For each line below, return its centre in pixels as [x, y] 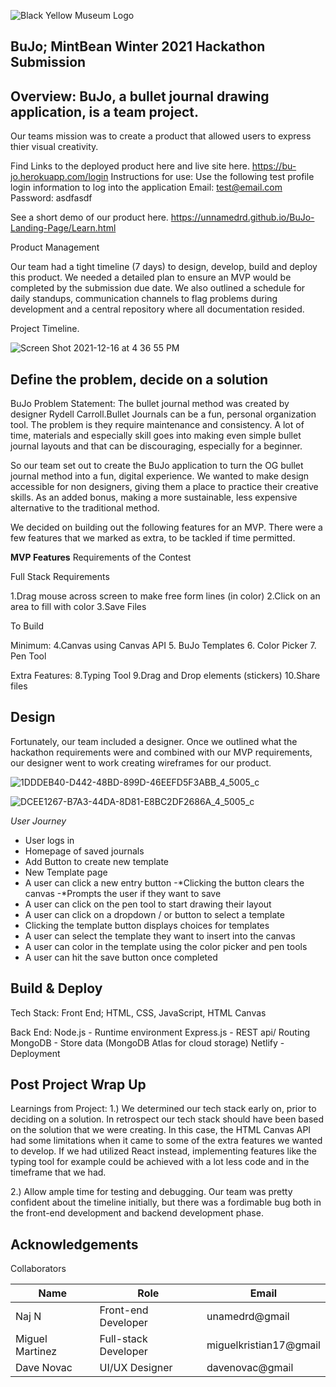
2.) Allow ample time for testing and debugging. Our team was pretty [151, 1192]
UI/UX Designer [136, 1368]
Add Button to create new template [96, 861]
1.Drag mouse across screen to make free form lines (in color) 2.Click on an [165, 596]
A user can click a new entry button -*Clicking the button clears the [164, 882]
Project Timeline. [45, 329]
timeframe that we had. [58, 1172]
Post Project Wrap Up [78, 1085]
